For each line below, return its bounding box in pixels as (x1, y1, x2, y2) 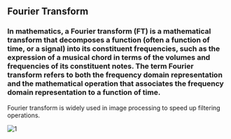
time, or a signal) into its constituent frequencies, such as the (7, 44, 220, 54)
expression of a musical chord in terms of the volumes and (7, 52, 211, 62)
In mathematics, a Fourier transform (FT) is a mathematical (7, 27, 211, 36)
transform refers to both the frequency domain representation (7, 70, 223, 80)
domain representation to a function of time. (7, 87, 161, 97)
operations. (7, 111, 41, 119)
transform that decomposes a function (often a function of (7, 35, 210, 45)
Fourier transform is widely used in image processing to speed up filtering (7, 103, 220, 112)
